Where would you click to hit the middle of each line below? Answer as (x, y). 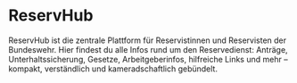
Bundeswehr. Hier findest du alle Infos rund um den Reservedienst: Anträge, (148, 49)
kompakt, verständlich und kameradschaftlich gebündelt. (113, 69)
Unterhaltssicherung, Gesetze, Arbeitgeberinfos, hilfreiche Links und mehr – (148, 59)
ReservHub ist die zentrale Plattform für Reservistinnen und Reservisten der (148, 40)
